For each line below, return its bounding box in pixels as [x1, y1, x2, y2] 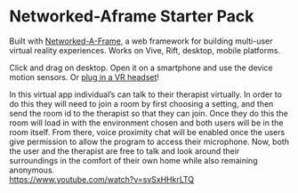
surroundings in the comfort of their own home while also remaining [9, 155, 258, 165]
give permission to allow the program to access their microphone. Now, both [9, 136, 289, 147]
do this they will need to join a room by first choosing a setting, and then [9, 98, 274, 109]
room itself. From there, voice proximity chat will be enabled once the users [9, 126, 286, 137]
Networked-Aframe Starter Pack [9, 6, 254, 27]
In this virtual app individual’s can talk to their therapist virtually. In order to [9, 89, 283, 100]
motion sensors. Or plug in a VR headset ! [9, 71, 160, 82]
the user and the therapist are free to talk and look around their [9, 145, 240, 157]
